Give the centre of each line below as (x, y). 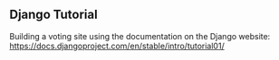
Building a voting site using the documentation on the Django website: (140, 36)
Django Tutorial (53, 15)
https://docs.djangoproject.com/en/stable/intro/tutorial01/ (117, 46)
